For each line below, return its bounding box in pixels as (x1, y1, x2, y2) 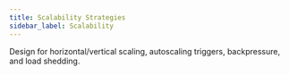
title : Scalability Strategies (9, 12, 126, 22)
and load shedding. (9, 55, 81, 66)
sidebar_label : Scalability (9, 21, 115, 30)
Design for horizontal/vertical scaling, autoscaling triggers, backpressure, (9, 46, 280, 56)
